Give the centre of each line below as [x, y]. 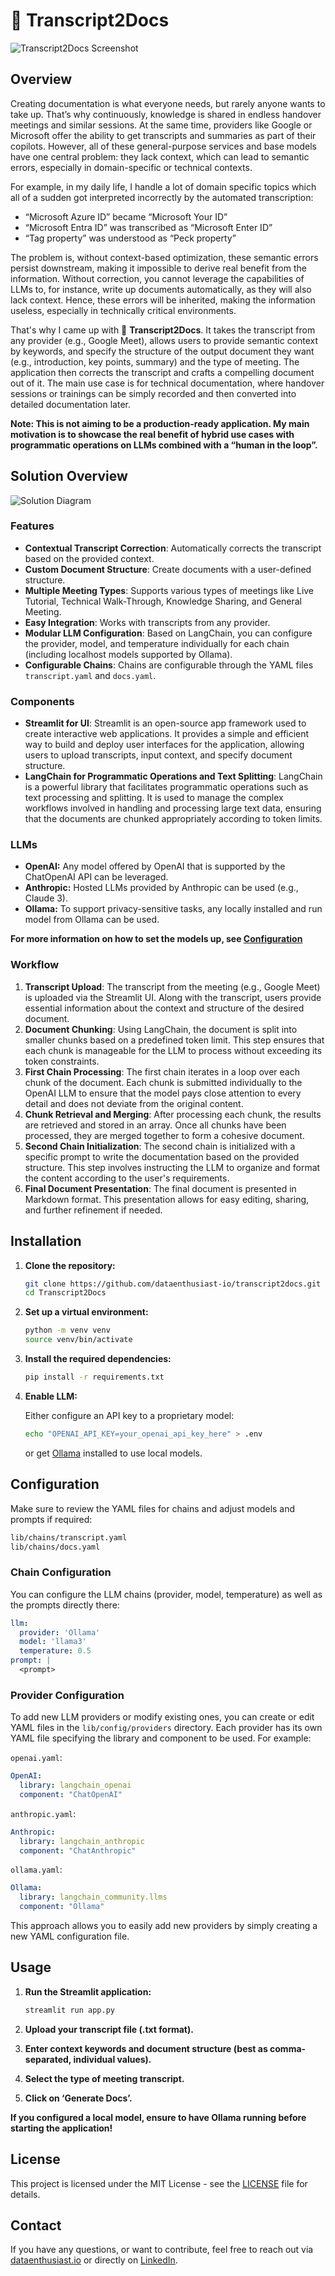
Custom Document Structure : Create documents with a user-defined [168, 569]
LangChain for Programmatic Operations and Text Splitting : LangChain [173, 776]
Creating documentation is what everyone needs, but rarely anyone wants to [168, 103]
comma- [288, 2048]
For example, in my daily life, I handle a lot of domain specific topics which [163, 186]
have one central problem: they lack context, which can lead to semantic [160, 156]
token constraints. [62, 1061]
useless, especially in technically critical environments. [123, 310]
